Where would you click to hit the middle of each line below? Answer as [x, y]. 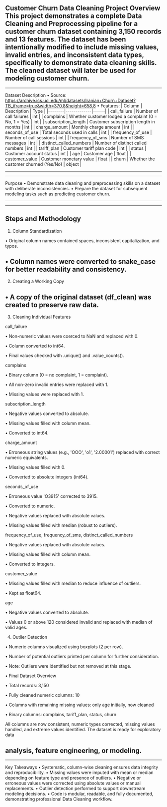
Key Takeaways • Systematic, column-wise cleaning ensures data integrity [82, 767]
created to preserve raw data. [52, 305]
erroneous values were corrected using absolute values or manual [73, 783]
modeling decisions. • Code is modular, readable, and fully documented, [79, 794]
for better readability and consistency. [66, 269]
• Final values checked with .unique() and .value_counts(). [65, 356]
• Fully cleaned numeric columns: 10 [42, 695]
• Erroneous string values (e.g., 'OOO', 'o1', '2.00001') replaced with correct [83, 452]
